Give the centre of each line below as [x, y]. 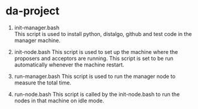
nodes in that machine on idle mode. [59, 101]
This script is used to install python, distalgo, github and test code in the [103, 34]
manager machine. [37, 40]
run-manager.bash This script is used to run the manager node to [95, 76]
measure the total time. [43, 83]
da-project [33, 11]
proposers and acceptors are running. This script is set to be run [94, 58]
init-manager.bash [37, 28]
